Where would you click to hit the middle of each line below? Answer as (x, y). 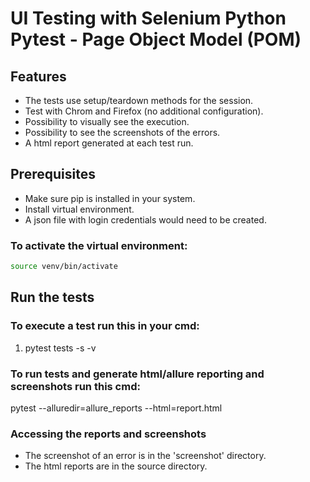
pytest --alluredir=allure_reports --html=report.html (116, 408)
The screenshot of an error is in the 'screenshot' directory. (145, 456)
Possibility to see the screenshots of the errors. (122, 132)
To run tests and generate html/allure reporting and (137, 374)
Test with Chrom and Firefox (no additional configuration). (144, 111)
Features (38, 76)
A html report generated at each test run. (109, 143)
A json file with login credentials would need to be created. (145, 219)
